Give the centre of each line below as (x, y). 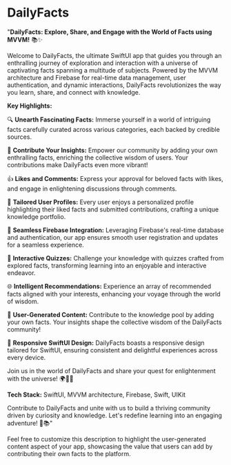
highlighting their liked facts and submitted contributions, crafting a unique (113, 209)
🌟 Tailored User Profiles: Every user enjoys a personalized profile (101, 202)
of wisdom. (23, 301)
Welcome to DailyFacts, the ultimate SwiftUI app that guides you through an (114, 55)
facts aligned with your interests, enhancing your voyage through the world (114, 294)
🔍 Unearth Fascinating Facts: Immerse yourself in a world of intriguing (109, 120)
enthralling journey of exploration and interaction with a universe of (103, 63)
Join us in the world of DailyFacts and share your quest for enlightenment (111, 370)
